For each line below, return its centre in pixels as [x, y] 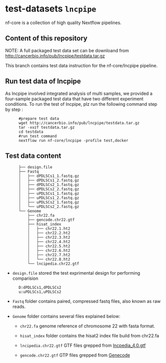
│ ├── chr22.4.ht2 [49, 242]
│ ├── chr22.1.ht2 [49, 229]
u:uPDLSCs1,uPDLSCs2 [40, 292]
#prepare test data [38, 118]
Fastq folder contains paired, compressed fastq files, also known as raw [86, 301]
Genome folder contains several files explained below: [66, 316]
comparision [25, 278]
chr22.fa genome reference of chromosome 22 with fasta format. [87, 326]
